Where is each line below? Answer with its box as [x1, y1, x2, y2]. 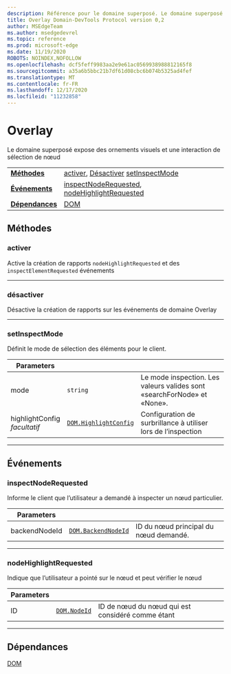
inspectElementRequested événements [7, 266, 115, 274]
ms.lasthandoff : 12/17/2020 [7, 87, 88, 94]
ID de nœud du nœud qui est [98, 602, 191, 611]
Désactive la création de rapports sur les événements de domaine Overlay [7, 305, 217, 314]
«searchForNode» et [140, 390, 208, 400]
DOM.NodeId [56, 607, 91, 615]
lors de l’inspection [140, 427, 202, 437]
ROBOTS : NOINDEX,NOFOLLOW [7, 55, 81, 62]
